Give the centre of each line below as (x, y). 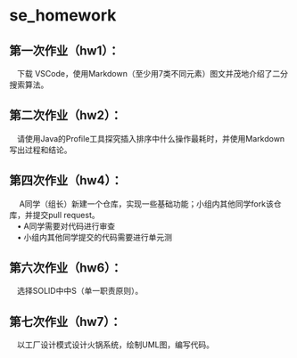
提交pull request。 (66, 215)
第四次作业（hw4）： (66, 180)
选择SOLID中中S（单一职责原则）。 (80, 291)
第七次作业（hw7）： (66, 321)
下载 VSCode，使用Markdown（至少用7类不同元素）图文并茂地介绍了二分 (153, 73)
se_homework (63, 16)
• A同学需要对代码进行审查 (66, 226)
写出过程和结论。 (41, 150)
